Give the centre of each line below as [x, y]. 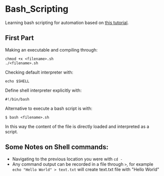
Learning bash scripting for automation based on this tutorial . [67, 23]
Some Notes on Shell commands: [57, 147]
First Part [20, 38]
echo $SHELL [17, 81]
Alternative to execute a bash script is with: [49, 108]
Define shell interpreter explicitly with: [43, 90]
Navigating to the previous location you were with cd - [67, 159]
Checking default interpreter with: [39, 72]
